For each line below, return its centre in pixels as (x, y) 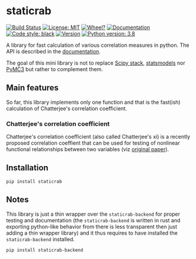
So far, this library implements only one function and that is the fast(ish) (93, 102)
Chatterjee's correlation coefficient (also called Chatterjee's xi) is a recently (98, 137)
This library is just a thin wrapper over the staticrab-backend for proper (93, 214)
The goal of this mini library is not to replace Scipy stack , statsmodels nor (96, 63)
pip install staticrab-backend (45, 250)
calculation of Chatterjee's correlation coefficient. (67, 108)
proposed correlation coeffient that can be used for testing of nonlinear (93, 143)
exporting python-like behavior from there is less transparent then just (92, 226)
